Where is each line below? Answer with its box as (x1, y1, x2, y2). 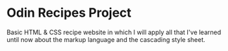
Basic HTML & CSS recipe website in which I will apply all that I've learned (6, 28, 222, 36)
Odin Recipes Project (6, 5, 132, 21)
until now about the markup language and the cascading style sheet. (6, 35, 205, 43)
